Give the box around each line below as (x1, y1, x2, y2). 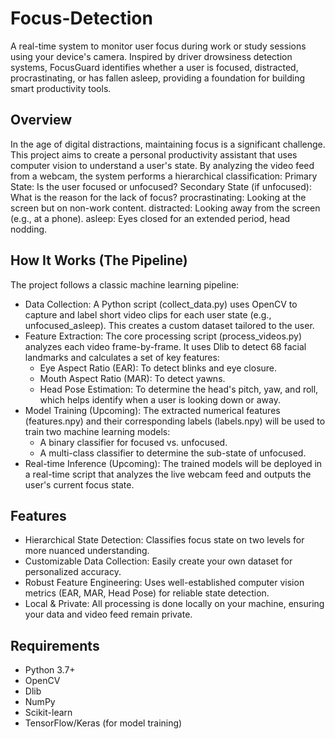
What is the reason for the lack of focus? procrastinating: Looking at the (10, 191, 307, 203)
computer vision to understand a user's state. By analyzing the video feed (10, 159, 315, 171)
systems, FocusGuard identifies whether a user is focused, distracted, (10, 61, 299, 73)
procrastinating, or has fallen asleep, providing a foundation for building (10, 72, 306, 84)
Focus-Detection (10, 7, 153, 30)
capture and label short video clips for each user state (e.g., (24, 308, 272, 321)
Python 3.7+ (24, 664, 76, 676)
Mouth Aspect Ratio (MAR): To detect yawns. (39, 372, 226, 384)
